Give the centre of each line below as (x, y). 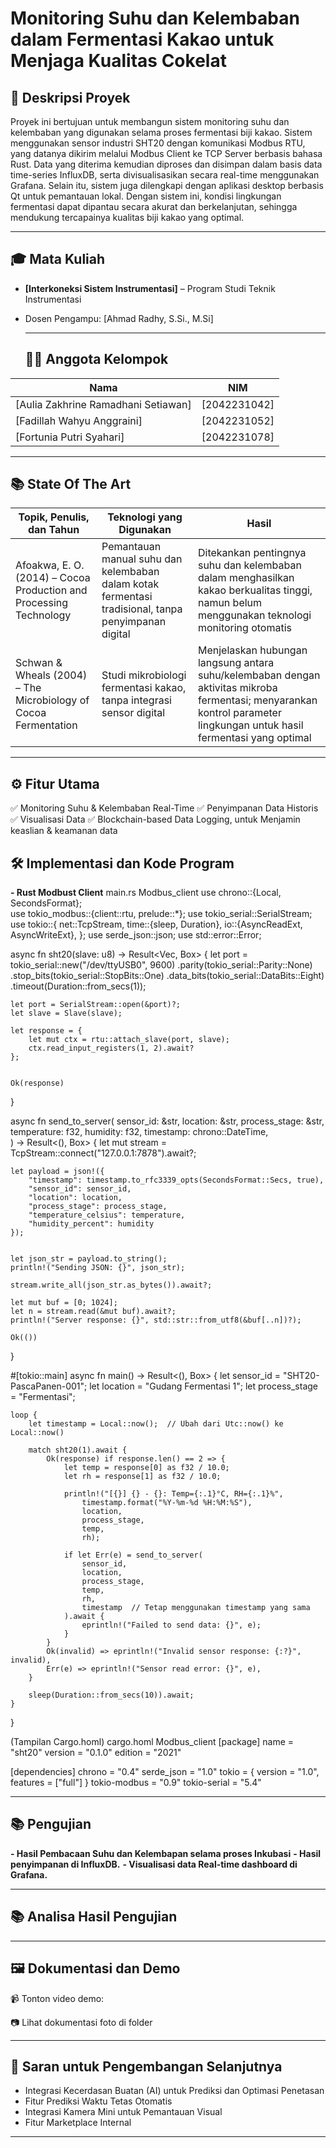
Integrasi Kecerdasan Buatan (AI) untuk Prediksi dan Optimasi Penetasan (174, 2091)
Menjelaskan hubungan (252, 650)
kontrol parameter (239, 713)
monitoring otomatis (244, 628)
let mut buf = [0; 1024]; (64, 1303)
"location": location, (75, 1198)
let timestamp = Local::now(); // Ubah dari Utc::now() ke (156, 1424)
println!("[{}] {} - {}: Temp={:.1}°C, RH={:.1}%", (173, 1494)
